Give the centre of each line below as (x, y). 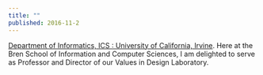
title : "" (25, 15)
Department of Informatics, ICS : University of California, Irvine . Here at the (131, 45)
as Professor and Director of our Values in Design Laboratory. (109, 62)
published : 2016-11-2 (44, 23)
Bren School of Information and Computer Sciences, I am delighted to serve (132, 54)
